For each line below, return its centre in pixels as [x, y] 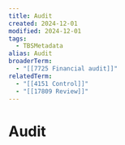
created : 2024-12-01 [43, 23]
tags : [17, 38]
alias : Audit [30, 53]
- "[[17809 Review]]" [52, 91]
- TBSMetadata [39, 46]
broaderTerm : [30, 62]
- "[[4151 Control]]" [52, 83]
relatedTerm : [30, 76]
